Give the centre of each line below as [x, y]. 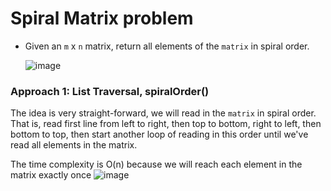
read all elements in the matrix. [74, 145]
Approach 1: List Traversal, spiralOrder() [110, 91]
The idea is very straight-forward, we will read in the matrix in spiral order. [163, 113]
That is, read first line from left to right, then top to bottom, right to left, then [166, 124]
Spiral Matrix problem [102, 18]
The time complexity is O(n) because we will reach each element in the [156, 164]
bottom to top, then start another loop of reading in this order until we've [159, 134]
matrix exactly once [51, 175]
